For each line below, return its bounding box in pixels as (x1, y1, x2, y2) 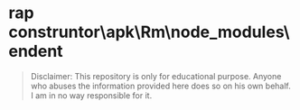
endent (8, 41, 64, 61)
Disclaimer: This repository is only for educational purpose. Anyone (30, 70, 282, 81)
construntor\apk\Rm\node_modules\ (8, 22, 290, 42)
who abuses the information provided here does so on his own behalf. (30, 80, 291, 91)
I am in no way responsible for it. (30, 89, 153, 101)
